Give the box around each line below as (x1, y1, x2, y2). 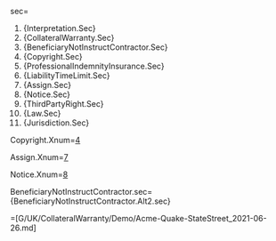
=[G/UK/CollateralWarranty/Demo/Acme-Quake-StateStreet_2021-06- (10, 213, 267, 223)
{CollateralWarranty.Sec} (22, 33, 115, 43)
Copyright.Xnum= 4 (10, 135, 81, 145)
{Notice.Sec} (22, 89, 70, 100)
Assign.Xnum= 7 (10, 152, 69, 162)
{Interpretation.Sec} (22, 23, 96, 33)
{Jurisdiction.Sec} (22, 117, 90, 128)
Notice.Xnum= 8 (10, 169, 69, 180)
